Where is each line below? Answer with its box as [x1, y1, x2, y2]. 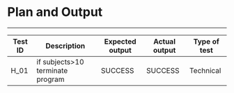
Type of [193, 36, 219, 46]
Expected [104, 36, 137, 46]
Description [45, 41, 86, 51]
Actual [153, 36, 176, 46]
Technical [189, 65, 221, 75]
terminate [36, 65, 68, 75]
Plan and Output [7, 4, 103, 20]
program [36, 74, 65, 84]
